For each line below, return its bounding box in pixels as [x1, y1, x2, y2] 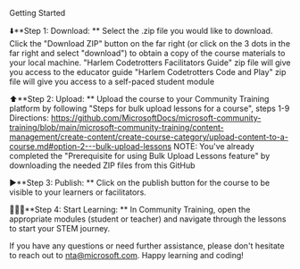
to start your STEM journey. [9, 223, 111, 233]
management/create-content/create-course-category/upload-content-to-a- [9, 131, 288, 142]
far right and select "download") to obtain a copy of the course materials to [9, 48, 286, 58]
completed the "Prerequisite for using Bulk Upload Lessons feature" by [9, 151, 271, 161]
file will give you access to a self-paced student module [9, 76, 215, 87]
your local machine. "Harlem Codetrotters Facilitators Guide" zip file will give [9, 57, 291, 68]
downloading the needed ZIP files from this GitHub [9, 160, 196, 171]
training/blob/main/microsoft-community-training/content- [9, 122, 225, 132]
